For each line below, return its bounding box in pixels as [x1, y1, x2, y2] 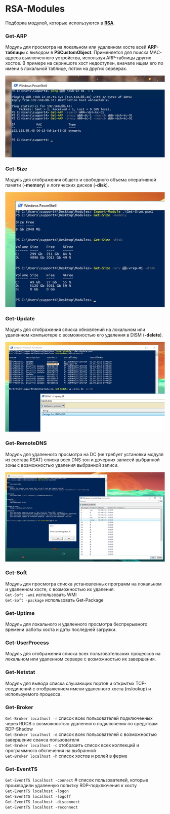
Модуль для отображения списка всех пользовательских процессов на [5, 651, 161, 657]
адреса [5, 55, 21, 61]
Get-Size [5, 165, 28, 172]
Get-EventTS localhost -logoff [5, 794, 71, 799]
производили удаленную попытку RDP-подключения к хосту [5, 783, 137, 789]
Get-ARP [5, 32, 27, 40]
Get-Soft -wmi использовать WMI [5, 591, 77, 598]
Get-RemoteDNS [5, 439, 47, 447]
